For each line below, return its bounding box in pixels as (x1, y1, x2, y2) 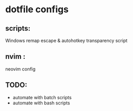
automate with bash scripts (12, 100, 70, 106)
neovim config (5, 65, 36, 72)
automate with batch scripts (12, 94, 72, 100)
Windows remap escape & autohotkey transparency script (5, 37, 128, 43)
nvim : (5, 52, 26, 61)
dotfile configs (5, 4, 69, 15)
